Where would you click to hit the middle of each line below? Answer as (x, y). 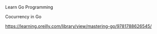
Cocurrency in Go (23, 17)
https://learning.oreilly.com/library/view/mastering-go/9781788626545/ (78, 26)
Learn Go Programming (29, 7)
